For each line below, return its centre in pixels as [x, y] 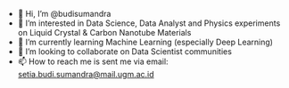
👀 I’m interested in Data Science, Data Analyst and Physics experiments [149, 23]
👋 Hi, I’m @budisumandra [64, 14]
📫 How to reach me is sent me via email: [93, 61]
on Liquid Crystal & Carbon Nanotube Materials [104, 32]
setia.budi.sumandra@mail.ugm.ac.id [86, 74]
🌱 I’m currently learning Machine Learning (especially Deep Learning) [145, 42]
